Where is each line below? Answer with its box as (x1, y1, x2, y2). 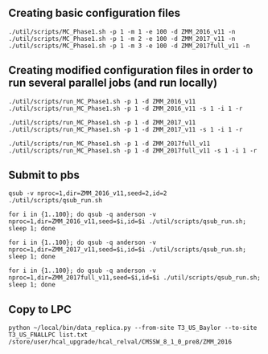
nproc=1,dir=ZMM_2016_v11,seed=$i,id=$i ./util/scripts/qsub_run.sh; (8, 218, 247, 226)
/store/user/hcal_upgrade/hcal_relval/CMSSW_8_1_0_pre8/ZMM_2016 (8, 338, 232, 346)
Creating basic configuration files (8, 6, 181, 20)
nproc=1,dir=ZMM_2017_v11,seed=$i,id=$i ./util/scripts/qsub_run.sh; (8, 246, 247, 254)
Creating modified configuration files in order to (8, 63, 254, 77)
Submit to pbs (8, 169, 80, 182)
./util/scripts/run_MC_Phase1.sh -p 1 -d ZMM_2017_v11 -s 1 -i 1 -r (8, 125, 243, 133)
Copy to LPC (8, 303, 72, 316)
